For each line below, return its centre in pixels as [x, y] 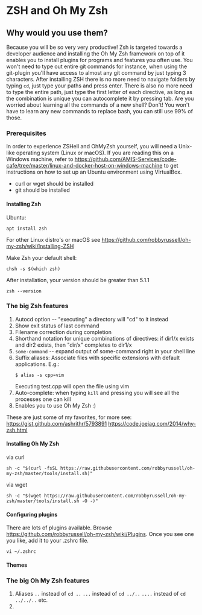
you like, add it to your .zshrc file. [48, 541]
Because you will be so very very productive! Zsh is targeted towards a [94, 47]
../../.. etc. [31, 600]
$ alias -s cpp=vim [39, 375]
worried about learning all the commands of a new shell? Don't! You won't [98, 105]
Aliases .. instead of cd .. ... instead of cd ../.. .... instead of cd [100, 594]
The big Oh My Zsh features [48, 581]
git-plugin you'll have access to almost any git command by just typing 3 [96, 73]
